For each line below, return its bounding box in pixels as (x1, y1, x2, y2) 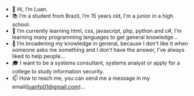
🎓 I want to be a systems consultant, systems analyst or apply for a (11, 60, 180, 66)
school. (11, 21, 31, 28)
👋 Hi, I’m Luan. (11, 6, 48, 13)
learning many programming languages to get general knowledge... (11, 33, 178, 41)
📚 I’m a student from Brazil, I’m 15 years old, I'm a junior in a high (11, 13, 174, 19)
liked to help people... (11, 52, 66, 60)
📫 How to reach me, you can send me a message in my (11, 75, 150, 82)
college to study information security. (11, 68, 105, 75)
